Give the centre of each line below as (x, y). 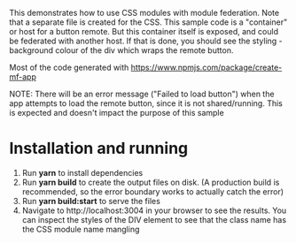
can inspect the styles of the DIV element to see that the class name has (154, 219)
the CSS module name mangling (81, 229)
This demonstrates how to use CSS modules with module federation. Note (144, 13)
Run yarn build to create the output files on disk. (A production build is (151, 182)
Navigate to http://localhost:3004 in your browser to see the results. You (154, 210)
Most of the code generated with (69, 67)
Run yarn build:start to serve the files (91, 201)
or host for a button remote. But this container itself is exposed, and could (144, 31)
